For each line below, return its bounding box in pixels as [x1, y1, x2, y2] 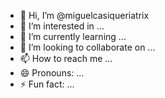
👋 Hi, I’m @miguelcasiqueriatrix [19, 10, 150, 21]
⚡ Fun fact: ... [19, 78, 75, 90]
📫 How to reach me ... [19, 53, 113, 64]
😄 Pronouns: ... [19, 67, 85, 79]
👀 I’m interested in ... [19, 20, 105, 32]
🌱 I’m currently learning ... [19, 31, 127, 42]
